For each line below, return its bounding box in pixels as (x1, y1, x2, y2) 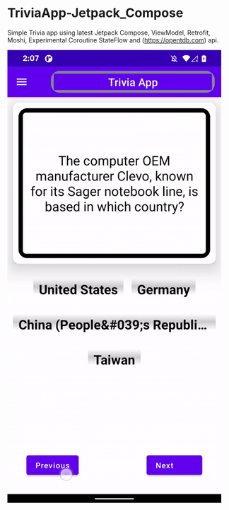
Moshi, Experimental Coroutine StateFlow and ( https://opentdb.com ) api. (7, 35, 219, 44)
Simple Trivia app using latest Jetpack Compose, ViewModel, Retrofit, (7, 28, 211, 37)
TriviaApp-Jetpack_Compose (7, 5, 184, 21)
